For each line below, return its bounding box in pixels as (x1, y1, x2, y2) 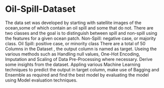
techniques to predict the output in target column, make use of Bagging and (5, 66, 160, 72)
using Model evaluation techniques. (5, 77, 78, 83)
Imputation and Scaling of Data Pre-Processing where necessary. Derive (5, 56, 153, 62)
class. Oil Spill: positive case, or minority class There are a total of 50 (5, 40, 146, 46)
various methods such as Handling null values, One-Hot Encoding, (5, 51, 140, 57)
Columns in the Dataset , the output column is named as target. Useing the (5, 46, 157, 52)
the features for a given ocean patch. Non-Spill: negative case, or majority (5, 35, 156, 41)
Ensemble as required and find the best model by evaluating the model (5, 72, 149, 78)
